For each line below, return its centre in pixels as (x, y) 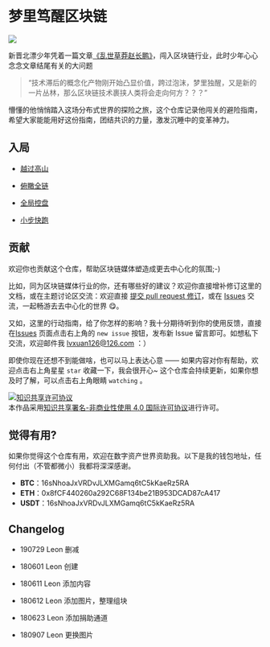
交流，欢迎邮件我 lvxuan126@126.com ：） (80, 343)
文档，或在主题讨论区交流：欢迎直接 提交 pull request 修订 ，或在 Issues (127, 295)
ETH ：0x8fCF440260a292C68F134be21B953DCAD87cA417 (120, 493)
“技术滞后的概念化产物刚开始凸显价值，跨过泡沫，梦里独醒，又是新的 (142, 82)
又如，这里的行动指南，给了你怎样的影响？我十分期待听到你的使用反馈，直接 (135, 323)
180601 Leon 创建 (49, 567)
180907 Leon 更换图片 (57, 635)
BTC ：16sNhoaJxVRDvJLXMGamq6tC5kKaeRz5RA (104, 483)
